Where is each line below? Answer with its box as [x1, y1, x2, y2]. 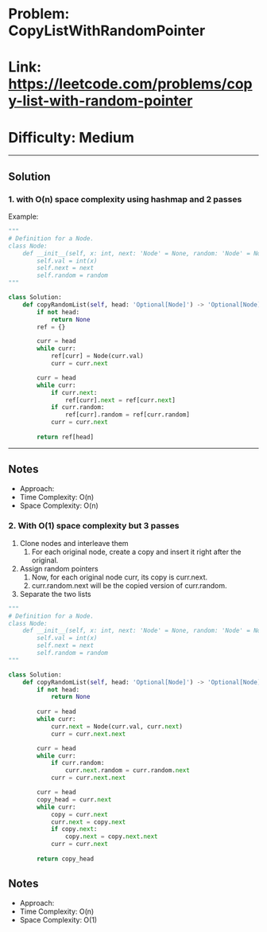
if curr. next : [50, 388, 98, 396]
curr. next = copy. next [50, 817, 126, 826]
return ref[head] [37, 433, 94, 441]
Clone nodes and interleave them [19, 538, 129, 548]
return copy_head [37, 855, 94, 863]
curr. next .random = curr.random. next [64, 766, 191, 774]
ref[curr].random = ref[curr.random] [64, 411, 191, 419]
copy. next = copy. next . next [64, 833, 158, 840]
